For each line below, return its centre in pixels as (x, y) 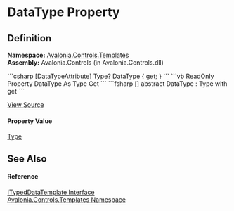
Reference (23, 177)
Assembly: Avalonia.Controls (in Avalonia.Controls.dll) (85, 63)
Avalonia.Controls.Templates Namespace (67, 199)
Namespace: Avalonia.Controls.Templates (68, 55)
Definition (29, 38)
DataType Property (64, 12)
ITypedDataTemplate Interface (51, 192)
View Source (26, 105)
